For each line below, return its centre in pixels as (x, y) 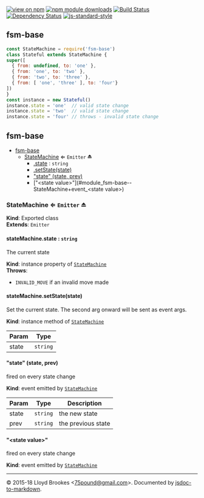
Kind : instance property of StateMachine (56, 264)
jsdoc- (183, 483)
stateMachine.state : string (42, 238)
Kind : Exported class (32, 218)
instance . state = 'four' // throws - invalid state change (83, 117)
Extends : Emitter (28, 224)
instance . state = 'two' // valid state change (68, 111)
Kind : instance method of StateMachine (55, 321)
